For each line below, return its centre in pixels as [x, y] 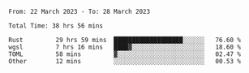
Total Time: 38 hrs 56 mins [56, 26]
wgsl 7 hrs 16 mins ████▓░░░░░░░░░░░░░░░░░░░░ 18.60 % [125, 47]
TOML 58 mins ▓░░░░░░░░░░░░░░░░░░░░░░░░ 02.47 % [125, 54]
